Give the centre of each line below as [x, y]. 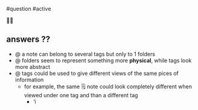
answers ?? [28, 40]
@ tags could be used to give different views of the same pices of [97, 73]
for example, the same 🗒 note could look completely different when [108, 86]
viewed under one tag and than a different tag [81, 95]
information [29, 79]
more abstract [32, 66]
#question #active [29, 9]
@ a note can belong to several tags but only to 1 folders [85, 54]
